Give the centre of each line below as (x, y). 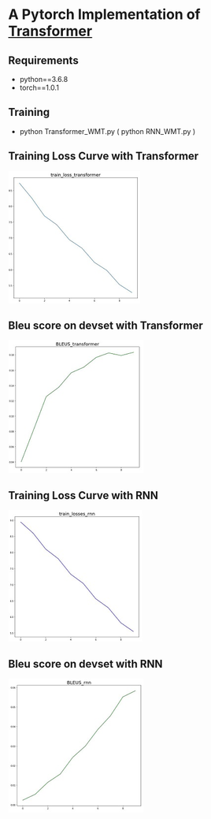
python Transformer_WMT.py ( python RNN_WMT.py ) (107, 131)
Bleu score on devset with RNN (85, 664)
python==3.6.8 (44, 79)
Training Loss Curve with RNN (83, 495)
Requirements (43, 60)
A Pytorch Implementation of (104, 15)
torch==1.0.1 (39, 87)
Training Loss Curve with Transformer (104, 156)
